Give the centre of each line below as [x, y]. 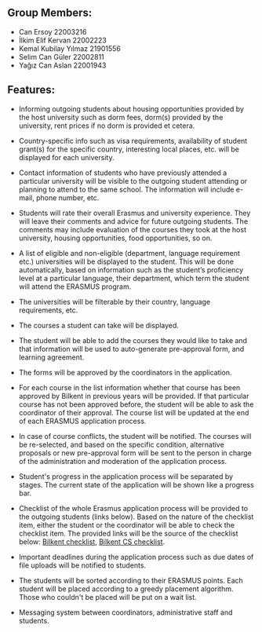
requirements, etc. [48, 310]
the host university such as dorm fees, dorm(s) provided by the [121, 117]
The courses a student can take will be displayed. [99, 325]
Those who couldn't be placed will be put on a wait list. [107, 597]
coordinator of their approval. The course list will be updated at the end [134, 412]
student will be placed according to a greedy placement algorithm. [126, 589]
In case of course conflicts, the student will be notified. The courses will [135, 436]
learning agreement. [51, 357]
